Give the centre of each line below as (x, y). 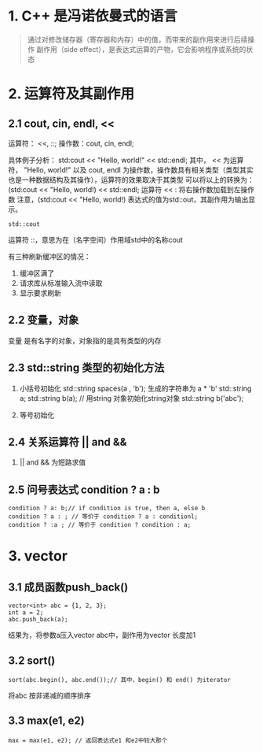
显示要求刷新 (40, 293)
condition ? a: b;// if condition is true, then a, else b (107, 509)
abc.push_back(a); (38, 620)
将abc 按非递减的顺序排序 (50, 695)
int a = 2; (26, 613)
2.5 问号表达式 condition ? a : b (84, 489)
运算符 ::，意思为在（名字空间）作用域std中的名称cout (95, 239)
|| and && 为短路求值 (53, 462)
